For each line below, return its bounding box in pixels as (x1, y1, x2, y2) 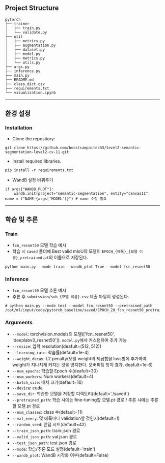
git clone (5, 145, 26, 150)
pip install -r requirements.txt (5, 167, 74, 173)
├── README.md (5, 77, 34, 82)
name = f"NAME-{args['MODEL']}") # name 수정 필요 (5, 196, 107, 201)
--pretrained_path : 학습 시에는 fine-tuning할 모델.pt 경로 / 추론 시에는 (12, 397, 150, 402)
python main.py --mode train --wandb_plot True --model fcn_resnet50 (5, 264, 151, 270)
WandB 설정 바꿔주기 (12, 177, 53, 183)
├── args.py (5, 64, 29, 69)
